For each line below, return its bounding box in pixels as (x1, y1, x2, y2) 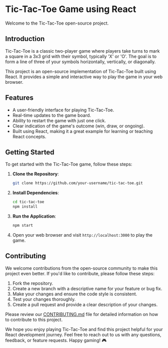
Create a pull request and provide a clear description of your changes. (12, 301, 158, 307)
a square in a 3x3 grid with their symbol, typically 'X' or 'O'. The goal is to (5, 53, 157, 59)
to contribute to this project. (5, 316, 63, 322)
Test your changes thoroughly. (12, 296, 76, 302)
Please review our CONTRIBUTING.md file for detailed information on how (5, 311, 158, 317)
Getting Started (5, 148, 55, 156)
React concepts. (12, 133, 47, 139)
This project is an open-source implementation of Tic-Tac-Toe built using (5, 68, 156, 74)
